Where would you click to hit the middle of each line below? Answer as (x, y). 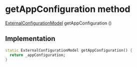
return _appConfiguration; (38, 55)
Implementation (30, 39)
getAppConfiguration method (68, 9)
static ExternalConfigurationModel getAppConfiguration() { (69, 50)
